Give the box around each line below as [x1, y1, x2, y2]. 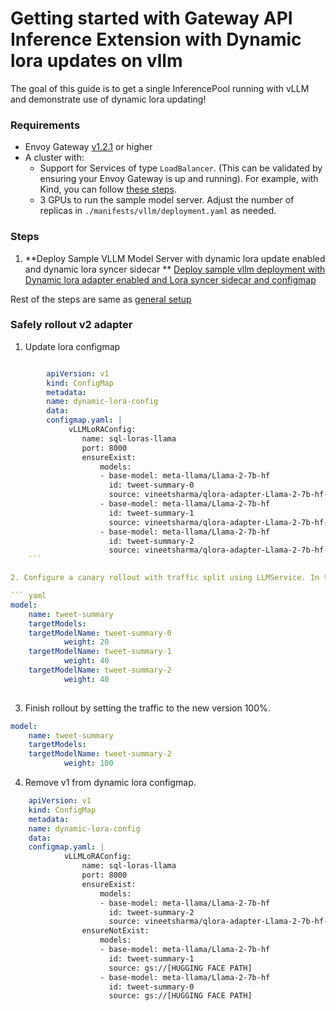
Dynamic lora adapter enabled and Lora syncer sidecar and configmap [24, 273, 317, 286]
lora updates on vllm [10, 50, 183, 72]
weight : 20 [63, 637, 110, 647]
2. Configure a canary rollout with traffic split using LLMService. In [10, 573, 320, 583]
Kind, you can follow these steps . [39, 183, 177, 196]
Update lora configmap [24, 340, 121, 352]
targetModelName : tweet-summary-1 [28, 647, 172, 657]
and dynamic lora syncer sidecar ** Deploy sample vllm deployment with [24, 263, 326, 275]
